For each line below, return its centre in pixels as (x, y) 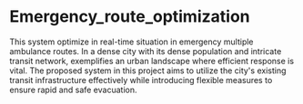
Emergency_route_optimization (130, 17)
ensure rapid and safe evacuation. (73, 90)
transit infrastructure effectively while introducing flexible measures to (141, 80)
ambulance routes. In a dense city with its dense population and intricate (146, 51)
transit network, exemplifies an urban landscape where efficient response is (151, 61)
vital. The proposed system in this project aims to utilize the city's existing (148, 71)
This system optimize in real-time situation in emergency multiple (131, 42)
